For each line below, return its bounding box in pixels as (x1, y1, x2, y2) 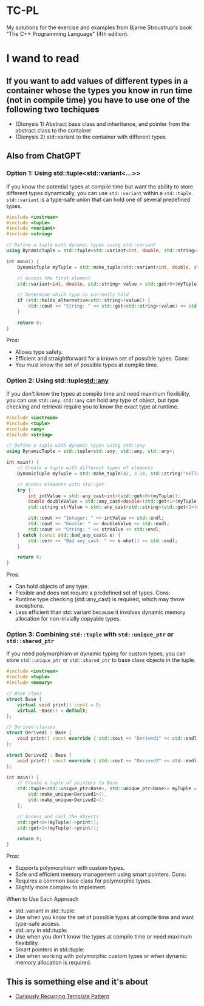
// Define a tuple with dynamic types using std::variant (6, 242, 156, 248)
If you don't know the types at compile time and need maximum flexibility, (6, 390, 191, 397)
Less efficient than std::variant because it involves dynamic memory (15, 608, 186, 616)
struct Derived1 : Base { (6, 730, 72, 736)
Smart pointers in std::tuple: (15, 946, 85, 953)
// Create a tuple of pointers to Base (17, 780, 118, 786)
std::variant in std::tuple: (15, 907, 76, 915)
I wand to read (6, 52, 80, 66)
